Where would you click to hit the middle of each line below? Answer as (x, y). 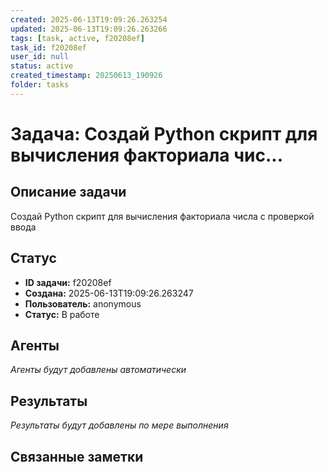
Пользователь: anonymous (83, 303)
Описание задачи (68, 192)
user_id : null (40, 57)
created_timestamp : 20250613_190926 (86, 76)
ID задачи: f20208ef (68, 282)
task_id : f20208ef (48, 47)
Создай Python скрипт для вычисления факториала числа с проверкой (162, 216)
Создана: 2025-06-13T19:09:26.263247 (109, 293)
